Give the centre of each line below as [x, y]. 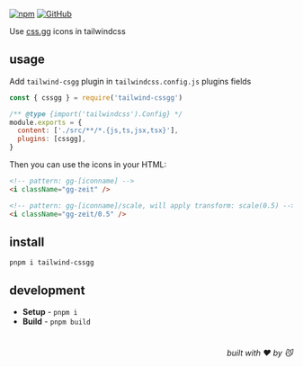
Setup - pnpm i [50, 312]
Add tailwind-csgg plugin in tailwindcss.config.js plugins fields [130, 81]
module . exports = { [46, 122]
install [27, 242]
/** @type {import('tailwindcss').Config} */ [96, 114]
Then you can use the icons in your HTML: [88, 165]
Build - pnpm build [57, 322]
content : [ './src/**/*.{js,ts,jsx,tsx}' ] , [98, 130]
